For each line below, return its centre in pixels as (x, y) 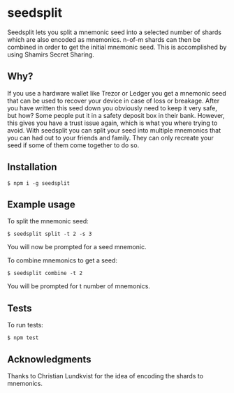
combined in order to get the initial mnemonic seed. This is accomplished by (117, 47)
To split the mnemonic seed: (48, 221)
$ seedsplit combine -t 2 (45, 274)
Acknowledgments (50, 359)
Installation (32, 167)
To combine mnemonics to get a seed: (62, 260)
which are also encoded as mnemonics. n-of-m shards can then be (104, 39)
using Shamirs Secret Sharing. (51, 54)
